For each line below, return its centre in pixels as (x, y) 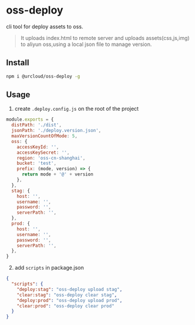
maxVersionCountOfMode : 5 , (44, 136)
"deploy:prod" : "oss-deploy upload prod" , (70, 300)
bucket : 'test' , (37, 163)
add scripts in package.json (49, 268)
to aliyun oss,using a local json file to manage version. (86, 44)
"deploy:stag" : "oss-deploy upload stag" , (70, 289)
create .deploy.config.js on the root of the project (77, 109)
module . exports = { (30, 120)
